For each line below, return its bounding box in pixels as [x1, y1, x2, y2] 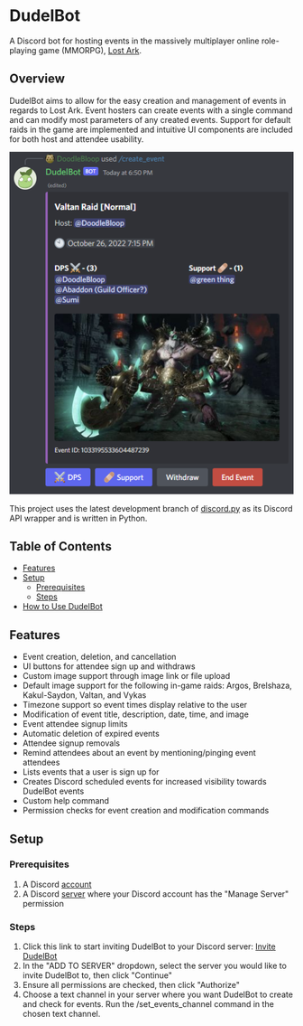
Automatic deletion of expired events [22, 729, 160, 739]
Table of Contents [9, 539, 113, 554]
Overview [9, 71, 66, 87]
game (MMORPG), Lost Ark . [38, 44, 142, 55]
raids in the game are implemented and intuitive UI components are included [9, 124, 293, 135]
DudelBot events [22, 786, 85, 796]
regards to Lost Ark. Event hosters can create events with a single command [9, 105, 293, 116]
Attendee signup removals [22, 738, 120, 748]
